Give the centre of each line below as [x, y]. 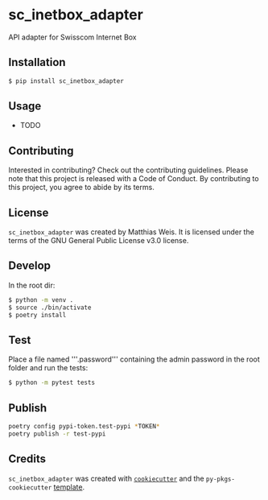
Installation [37, 62]
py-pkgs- [221, 479]
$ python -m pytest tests [52, 383]
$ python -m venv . [41, 300]
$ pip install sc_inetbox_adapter [66, 81]
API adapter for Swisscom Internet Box [72, 37]
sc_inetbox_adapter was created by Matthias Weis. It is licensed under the [132, 232]
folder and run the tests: [48, 368]
